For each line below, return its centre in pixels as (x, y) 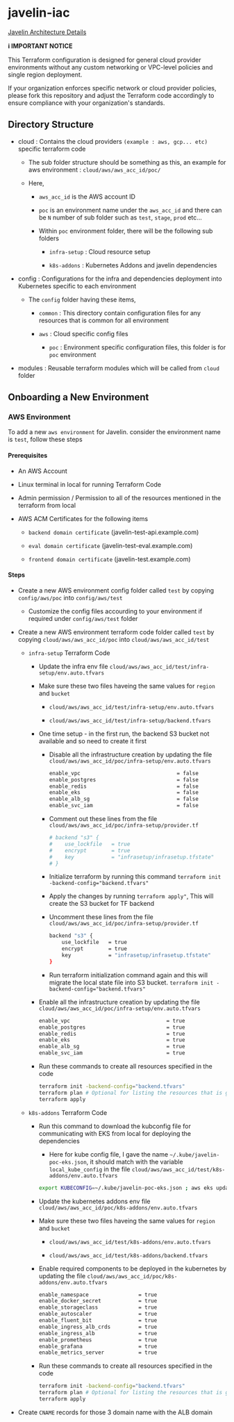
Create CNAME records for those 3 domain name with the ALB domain (115, 1412)
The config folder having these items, (82, 299)
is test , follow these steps (45, 440)
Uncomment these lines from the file (101, 917)
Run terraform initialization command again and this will (128, 975)
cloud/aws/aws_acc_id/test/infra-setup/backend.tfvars (130, 720)
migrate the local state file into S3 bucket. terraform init (131, 982)
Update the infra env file (73, 666)
